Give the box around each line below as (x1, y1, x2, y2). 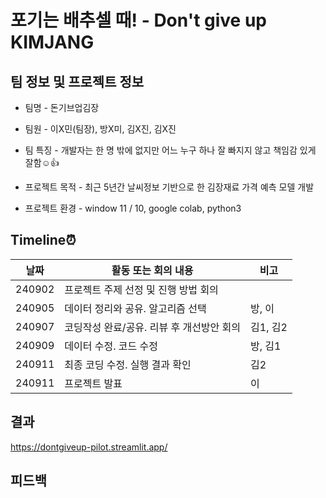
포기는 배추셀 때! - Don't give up (10, 9, 267, 32)
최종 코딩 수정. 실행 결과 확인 (64, 357, 192, 371)
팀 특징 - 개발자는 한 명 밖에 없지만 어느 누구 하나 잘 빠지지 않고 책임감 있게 (24, 144, 317, 156)
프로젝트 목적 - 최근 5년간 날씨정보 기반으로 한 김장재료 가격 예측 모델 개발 (24, 181, 315, 193)
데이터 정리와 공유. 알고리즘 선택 (64, 301, 207, 315)
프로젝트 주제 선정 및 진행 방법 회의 (64, 282, 219, 296)
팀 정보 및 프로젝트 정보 (10, 73, 145, 90)
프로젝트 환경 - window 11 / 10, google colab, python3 (24, 202, 242, 214)
